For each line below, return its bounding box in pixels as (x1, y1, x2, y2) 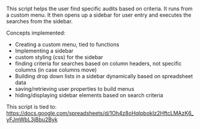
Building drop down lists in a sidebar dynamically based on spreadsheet (14, 73, 193, 79)
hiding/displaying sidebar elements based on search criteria (14, 92, 163, 99)
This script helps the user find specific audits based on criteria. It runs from (6, 5, 193, 12)
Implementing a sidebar (14, 47, 74, 54)
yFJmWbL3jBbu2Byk (6, 116, 58, 123)
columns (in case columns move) (14, 66, 97, 73)
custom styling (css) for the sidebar (14, 54, 103, 60)
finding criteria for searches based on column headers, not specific (14, 60, 182, 67)
